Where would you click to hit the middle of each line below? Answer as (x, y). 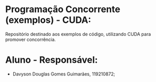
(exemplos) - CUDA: (48, 20)
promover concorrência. (30, 39)
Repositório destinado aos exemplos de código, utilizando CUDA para (78, 34)
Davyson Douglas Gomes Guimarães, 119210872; (64, 74)
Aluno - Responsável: (52, 60)
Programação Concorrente (63, 9)
